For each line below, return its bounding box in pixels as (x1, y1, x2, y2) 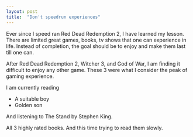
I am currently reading (6, 84, 60, 91)
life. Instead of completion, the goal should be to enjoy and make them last (6, 42, 186, 50)
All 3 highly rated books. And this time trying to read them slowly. (6, 124, 163, 131)
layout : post (6, 8, 38, 15)
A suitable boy (14, 95, 50, 102)
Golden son (14, 101, 43, 108)
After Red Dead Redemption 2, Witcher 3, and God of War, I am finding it (6, 60, 180, 67)
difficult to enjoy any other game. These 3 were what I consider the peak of (6, 66, 188, 73)
